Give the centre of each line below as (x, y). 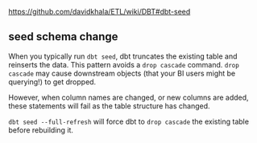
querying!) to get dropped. (52, 82)
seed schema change (63, 37)
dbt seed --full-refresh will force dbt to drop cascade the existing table (129, 121)
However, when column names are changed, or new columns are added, (128, 97)
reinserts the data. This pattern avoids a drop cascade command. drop (124, 64)
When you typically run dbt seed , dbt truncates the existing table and (123, 56)
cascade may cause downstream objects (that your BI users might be (122, 73)
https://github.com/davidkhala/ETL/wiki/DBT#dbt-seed (99, 12)
